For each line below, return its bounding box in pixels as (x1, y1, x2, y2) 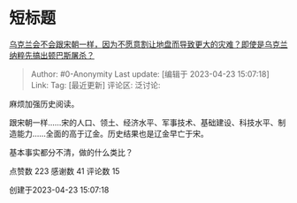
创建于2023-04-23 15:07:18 (9, 184, 110, 195)
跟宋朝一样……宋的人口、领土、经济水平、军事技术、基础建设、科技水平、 (9, 117, 278, 128)
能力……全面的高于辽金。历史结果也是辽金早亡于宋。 (16, 128, 209, 139)
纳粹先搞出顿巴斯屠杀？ (9, 49, 95, 60)
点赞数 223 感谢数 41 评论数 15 (9, 165, 120, 177)
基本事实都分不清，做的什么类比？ (9, 147, 133, 157)
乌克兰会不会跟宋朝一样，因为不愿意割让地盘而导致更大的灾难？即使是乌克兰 (9, 39, 288, 49)
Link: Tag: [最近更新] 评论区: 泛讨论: (30, 79, 161, 90)
